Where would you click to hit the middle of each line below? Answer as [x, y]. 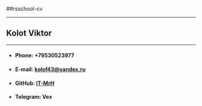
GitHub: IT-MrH [35, 83]
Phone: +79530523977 [44, 55]
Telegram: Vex [33, 97]
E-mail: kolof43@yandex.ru [50, 69]
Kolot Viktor [29, 33]
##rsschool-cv [25, 9]
